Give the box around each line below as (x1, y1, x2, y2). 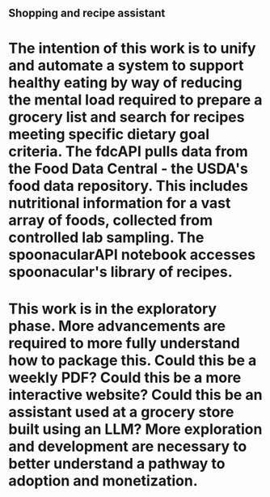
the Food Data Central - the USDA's (8, 159, 248, 177)
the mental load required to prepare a (8, 91, 263, 108)
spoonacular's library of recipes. (8, 262, 233, 281)
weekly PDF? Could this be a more (8, 368, 242, 387)
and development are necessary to (8, 437, 247, 456)
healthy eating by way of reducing (8, 73, 243, 91)
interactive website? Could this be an (8, 385, 263, 404)
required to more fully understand (8, 333, 240, 352)
